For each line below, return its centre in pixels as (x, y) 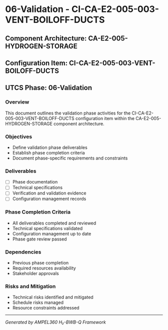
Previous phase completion (40, 263)
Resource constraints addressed (46, 308)
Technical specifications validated (47, 228)
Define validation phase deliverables (50, 147)
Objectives (19, 136)
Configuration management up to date (52, 233)
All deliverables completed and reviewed (54, 223)
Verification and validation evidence (49, 193)
